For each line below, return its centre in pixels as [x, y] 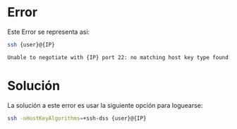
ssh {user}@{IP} [31, 44]
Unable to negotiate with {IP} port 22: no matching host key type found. [120, 57]
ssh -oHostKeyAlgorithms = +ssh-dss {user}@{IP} [77, 118]
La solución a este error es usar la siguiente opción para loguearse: [105, 105]
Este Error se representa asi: [49, 32]
